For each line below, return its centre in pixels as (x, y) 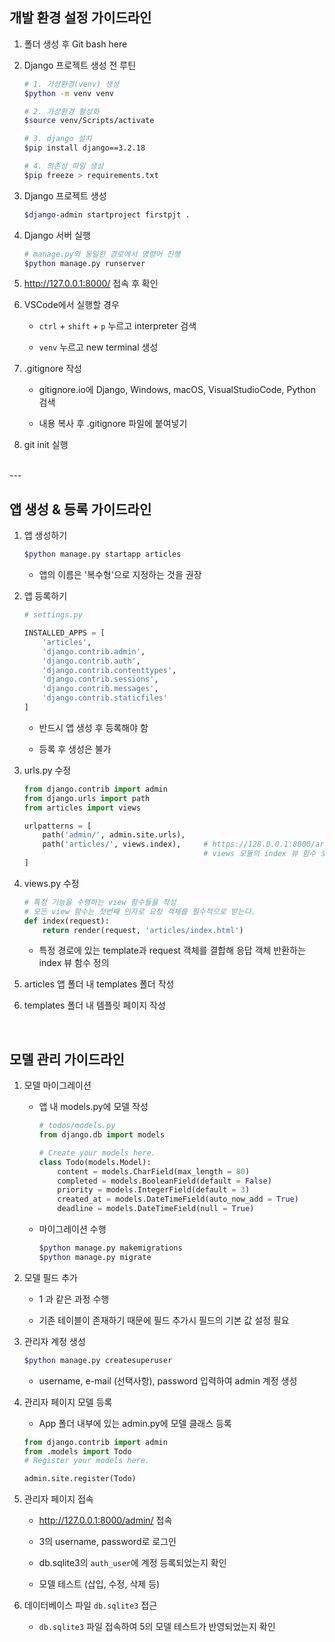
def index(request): (66, 921)
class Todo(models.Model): (95, 1162)
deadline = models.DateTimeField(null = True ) (156, 1209)
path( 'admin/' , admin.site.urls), (114, 835)
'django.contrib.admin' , (94, 651)
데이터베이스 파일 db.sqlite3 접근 (90, 1605)
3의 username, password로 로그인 (107, 1542)
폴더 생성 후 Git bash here (75, 44)
